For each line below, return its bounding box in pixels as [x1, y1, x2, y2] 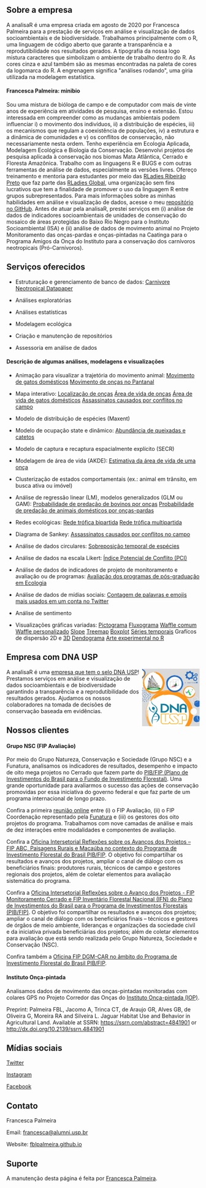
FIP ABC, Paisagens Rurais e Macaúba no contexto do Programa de [6, 845, 177, 852]
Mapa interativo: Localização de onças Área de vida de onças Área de [15, 390, 193, 398]
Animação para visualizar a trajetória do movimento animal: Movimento [15, 372, 195, 379]
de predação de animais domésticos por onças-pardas [15, 507, 154, 514]
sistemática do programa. [6, 877, 71, 885]
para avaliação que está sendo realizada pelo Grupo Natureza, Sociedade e [6, 934, 197, 942]
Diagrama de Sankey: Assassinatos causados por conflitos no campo [15, 531, 191, 538]
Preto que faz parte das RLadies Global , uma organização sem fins [6, 179, 175, 186]
